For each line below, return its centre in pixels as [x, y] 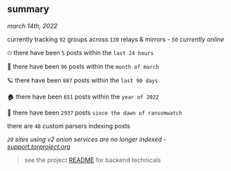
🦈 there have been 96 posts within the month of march [83, 66]
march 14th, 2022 [33, 26]
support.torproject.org [39, 146]
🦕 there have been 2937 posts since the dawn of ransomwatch [95, 112]
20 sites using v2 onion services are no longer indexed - [87, 139]
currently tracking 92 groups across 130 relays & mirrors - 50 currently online [116, 39]
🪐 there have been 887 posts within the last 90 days [83, 80]
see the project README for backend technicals [92, 160]
